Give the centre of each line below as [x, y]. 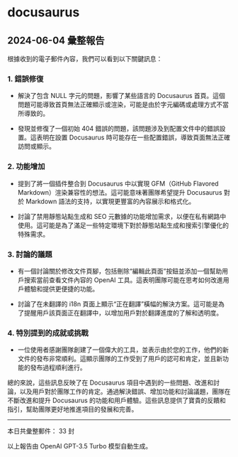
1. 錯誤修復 [25, 79]
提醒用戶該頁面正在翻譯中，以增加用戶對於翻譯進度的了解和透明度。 [123, 313]
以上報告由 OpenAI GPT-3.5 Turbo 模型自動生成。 [80, 446]
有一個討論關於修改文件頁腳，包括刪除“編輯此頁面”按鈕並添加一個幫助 [120, 271]
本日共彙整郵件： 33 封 [41, 431]
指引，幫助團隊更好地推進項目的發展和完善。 [73, 409]
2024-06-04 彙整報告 [56, 40]
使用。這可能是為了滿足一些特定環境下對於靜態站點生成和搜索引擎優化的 [123, 225]
